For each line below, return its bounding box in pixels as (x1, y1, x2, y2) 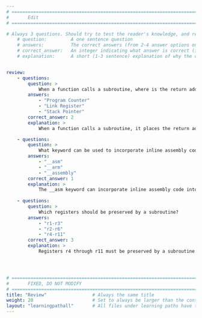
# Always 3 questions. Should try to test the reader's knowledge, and (6, 31, 189, 37)
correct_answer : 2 (28, 114, 74, 120)
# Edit (6, 14, 39, 20)
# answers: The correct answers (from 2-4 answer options (17, 42, 189, 48)
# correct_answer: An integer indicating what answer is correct (17, 48, 189, 54)
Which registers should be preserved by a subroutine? (38, 209, 179, 215)
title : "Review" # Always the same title (6, 291, 155, 298)
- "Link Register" (38, 103, 85, 109)
